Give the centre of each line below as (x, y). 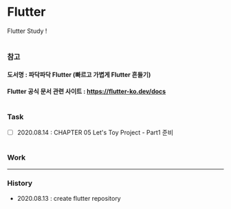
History (20, 184)
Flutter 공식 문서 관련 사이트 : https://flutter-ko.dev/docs (87, 91)
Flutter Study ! (27, 31)
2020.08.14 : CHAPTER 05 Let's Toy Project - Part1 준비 (95, 132)
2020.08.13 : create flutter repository (69, 198)
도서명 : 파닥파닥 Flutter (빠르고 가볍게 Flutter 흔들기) (79, 74)
